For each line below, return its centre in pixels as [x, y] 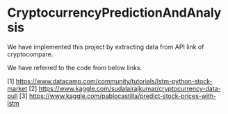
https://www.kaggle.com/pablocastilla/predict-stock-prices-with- [123, 96]
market [17, 88]
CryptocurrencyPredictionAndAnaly [114, 13]
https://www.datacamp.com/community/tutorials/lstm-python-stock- [114, 81]
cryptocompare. [30, 54]
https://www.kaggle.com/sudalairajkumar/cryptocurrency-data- [130, 88]
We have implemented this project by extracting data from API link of [106, 47]
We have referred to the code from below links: [75, 67]
